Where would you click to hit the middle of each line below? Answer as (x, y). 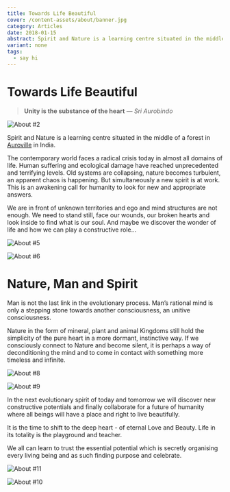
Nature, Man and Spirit (73, 283)
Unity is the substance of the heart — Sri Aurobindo (98, 111)
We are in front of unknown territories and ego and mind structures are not (112, 208)
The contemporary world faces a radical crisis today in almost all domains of (115, 158)
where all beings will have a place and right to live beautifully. (93, 414)
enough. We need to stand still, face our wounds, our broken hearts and (108, 215)
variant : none (27, 45)
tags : (15, 52)
